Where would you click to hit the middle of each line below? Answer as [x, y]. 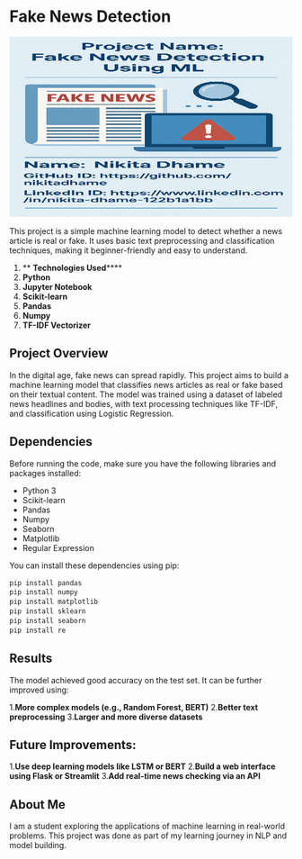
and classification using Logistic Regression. [92, 413]
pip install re [38, 630]
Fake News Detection [90, 17]
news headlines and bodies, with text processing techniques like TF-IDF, [144, 403]
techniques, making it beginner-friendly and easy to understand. [129, 250]
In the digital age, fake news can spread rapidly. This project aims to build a [149, 375]
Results [31, 659]
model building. [38, 845]
